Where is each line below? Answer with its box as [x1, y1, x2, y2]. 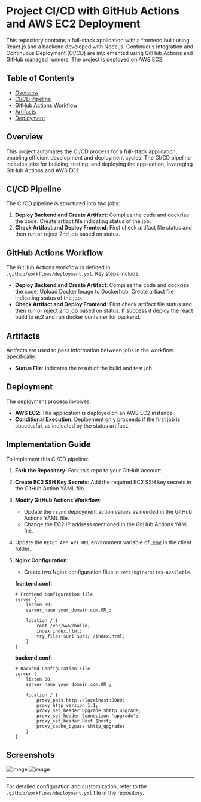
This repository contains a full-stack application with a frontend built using [6, 36, 190, 44]
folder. [14, 545, 31, 552]
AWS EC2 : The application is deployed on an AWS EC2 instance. [14, 409, 175, 416]
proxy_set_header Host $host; [36, 718, 112, 724]
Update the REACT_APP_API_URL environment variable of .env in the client [14, 538, 192, 545]
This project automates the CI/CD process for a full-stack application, [6, 148, 178, 155]
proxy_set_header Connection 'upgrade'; [36, 713, 139, 719]
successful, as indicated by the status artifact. [14, 422, 129, 429]
